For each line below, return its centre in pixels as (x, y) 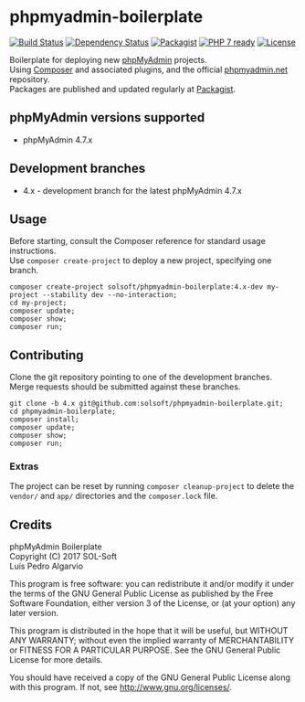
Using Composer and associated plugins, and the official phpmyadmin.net (148, 69)
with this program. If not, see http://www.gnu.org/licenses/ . (121, 687)
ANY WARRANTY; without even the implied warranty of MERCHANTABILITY (152, 641)
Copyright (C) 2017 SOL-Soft (63, 557)
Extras (24, 466)
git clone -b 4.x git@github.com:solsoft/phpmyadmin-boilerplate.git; (147, 404)
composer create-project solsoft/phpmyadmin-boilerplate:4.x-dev (136, 287)
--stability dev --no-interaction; (110, 295)
